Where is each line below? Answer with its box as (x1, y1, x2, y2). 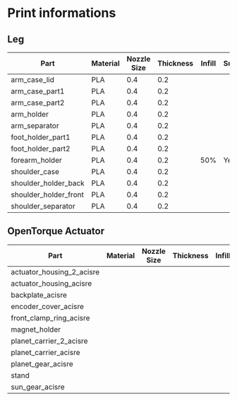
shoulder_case (11, 167, 60, 176)
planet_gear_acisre (11, 359, 74, 368)
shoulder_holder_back (11, 178, 85, 188)
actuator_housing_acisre (11, 278, 92, 288)
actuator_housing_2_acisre (11, 267, 100, 277)
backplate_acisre (11, 290, 67, 300)
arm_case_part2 (11, 98, 65, 107)
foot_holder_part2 (11, 144, 71, 153)
